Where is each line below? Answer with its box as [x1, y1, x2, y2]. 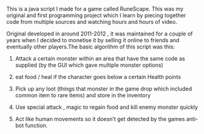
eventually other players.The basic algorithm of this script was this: [6, 43, 175, 50]
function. [25, 122, 48, 129]
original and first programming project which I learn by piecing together [6, 12, 186, 19]
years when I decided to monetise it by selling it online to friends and [6, 37, 180, 43]
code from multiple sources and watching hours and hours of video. [6, 18, 178, 25]
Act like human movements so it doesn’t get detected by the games [15, 116, 185, 122]
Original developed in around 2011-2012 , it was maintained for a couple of [6, 30, 194, 37]
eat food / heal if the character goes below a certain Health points [15, 73, 181, 80]
